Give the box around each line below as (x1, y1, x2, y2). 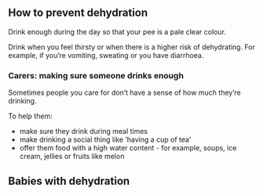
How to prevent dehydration (8, 6, 148, 20)
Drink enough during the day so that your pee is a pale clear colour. (8, 27, 226, 36)
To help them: (8, 111, 53, 121)
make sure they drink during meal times (19, 127, 148, 136)
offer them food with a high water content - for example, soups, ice (19, 143, 237, 153)
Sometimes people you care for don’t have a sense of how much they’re (8, 88, 241, 97)
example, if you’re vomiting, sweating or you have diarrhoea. (8, 50, 204, 60)
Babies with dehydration (8, 174, 130, 187)
